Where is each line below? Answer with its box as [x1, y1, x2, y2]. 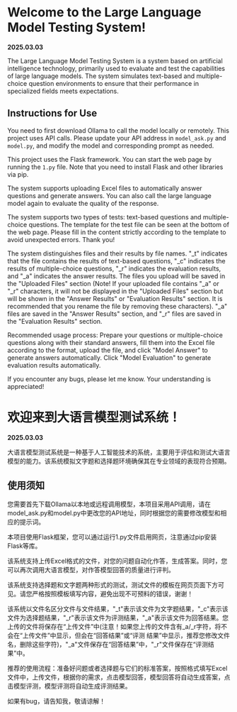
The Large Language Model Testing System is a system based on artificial [7, 56, 223, 65]
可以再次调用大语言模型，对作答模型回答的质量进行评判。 [7, 565, 175, 574]
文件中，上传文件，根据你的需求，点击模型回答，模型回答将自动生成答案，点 [7, 672, 231, 681]
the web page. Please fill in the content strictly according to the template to [7, 228, 226, 236]
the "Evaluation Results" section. [7, 317, 103, 325]
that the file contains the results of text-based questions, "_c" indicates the [7, 256, 226, 265]
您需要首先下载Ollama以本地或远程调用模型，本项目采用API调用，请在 [7, 500, 211, 508]
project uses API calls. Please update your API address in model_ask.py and [7, 133, 226, 142]
